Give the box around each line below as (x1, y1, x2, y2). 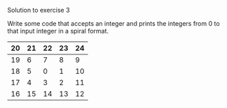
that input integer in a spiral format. (7, 27, 109, 35)
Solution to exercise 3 (7, 6, 70, 14)
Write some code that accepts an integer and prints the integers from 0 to (7, 20, 220, 27)
